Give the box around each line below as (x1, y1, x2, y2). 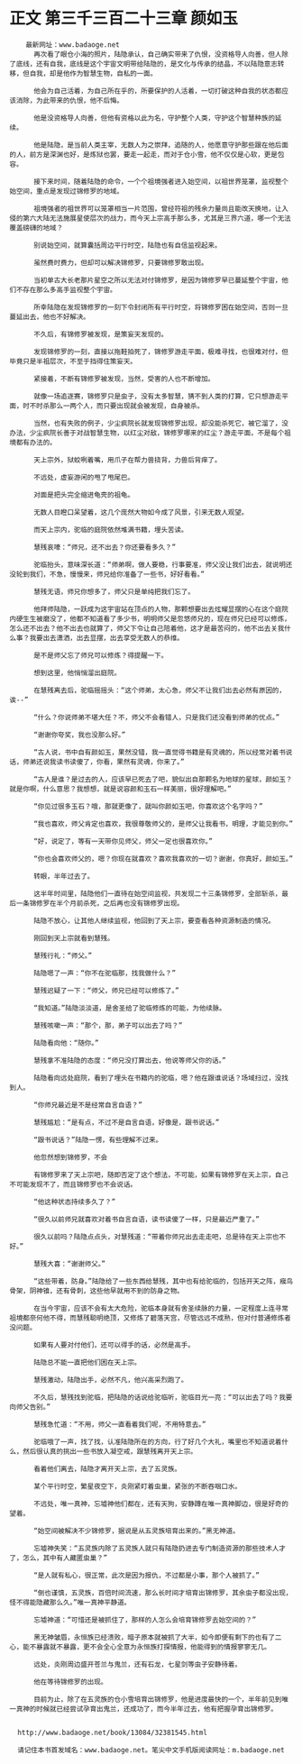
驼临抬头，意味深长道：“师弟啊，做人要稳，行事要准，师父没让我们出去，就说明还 (32, 560, 293, 569)
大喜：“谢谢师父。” (46, 1259, 106, 1268)
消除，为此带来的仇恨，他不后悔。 (15, 96, 124, 105)
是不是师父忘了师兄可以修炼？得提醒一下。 (32, 651, 169, 660)
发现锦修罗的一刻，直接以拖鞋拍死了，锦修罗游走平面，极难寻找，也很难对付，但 (32, 347, 288, 356)
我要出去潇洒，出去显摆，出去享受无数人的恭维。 (29, 633, 185, 643)
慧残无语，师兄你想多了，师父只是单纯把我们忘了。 (32, 587, 196, 596)
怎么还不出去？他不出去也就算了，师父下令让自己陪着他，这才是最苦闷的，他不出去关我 (9, 624, 285, 633)
